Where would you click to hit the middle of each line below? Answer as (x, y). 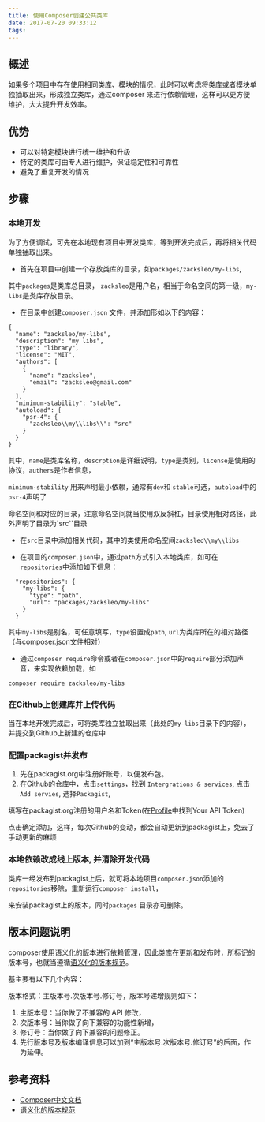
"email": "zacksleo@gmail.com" (80, 382)
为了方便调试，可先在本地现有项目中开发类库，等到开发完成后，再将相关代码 (132, 242)
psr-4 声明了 (28, 496)
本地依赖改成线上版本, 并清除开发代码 (79, 859)
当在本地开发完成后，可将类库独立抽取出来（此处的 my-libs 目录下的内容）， (129, 723)
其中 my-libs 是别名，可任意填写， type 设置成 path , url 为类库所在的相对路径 (128, 631)
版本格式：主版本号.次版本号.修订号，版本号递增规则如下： (104, 996)
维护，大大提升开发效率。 (50, 104)
